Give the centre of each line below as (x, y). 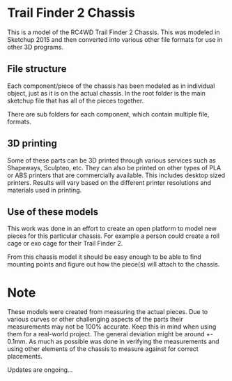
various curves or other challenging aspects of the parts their (95, 320)
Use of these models (53, 212)
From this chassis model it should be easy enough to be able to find (105, 257)
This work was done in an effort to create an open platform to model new (112, 229)
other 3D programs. (36, 47)
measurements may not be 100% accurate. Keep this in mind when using (112, 327)
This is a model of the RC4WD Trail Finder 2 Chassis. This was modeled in (114, 32)
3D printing (32, 143)
